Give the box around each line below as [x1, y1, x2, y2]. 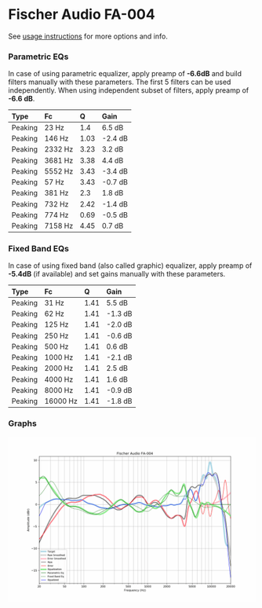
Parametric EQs [8, 51, 69, 62]
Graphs [8, 418, 37, 429]
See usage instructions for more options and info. [8, 31, 169, 41]
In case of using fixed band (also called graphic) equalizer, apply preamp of [8, 261, 253, 270]
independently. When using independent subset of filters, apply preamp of [8, 86, 249, 95]
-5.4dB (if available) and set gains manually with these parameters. [8, 269, 226, 279]
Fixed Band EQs [8, 243, 69, 254]
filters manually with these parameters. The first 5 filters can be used [8, 77, 231, 87]
